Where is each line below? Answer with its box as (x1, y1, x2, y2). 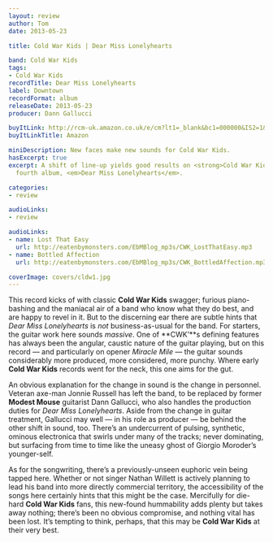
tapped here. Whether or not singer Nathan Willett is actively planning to (8, 473, 250, 484)
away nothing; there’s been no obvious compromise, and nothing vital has (8, 508, 255, 518)
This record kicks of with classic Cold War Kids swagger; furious (8, 295, 226, 305)
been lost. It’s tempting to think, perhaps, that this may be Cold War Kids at (8, 517, 260, 527)
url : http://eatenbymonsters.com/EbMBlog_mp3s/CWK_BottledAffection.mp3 (15, 258, 267, 267)
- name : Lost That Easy (8, 236, 89, 244)
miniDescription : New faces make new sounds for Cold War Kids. (8, 146, 231, 154)
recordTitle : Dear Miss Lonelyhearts (8, 79, 136, 87)
